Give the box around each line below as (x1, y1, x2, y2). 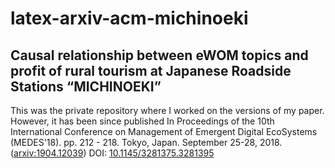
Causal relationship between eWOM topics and (10, 47, 309, 64)
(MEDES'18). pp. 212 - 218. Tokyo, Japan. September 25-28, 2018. (10, 137, 283, 148)
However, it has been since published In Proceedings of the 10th (10, 115, 275, 127)
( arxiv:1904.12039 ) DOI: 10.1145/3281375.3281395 (10, 147, 215, 159)
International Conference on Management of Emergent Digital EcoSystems (10, 126, 318, 137)
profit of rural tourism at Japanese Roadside (10, 62, 292, 79)
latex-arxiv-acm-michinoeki (10, 7, 249, 30)
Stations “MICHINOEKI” (10, 78, 162, 95)
